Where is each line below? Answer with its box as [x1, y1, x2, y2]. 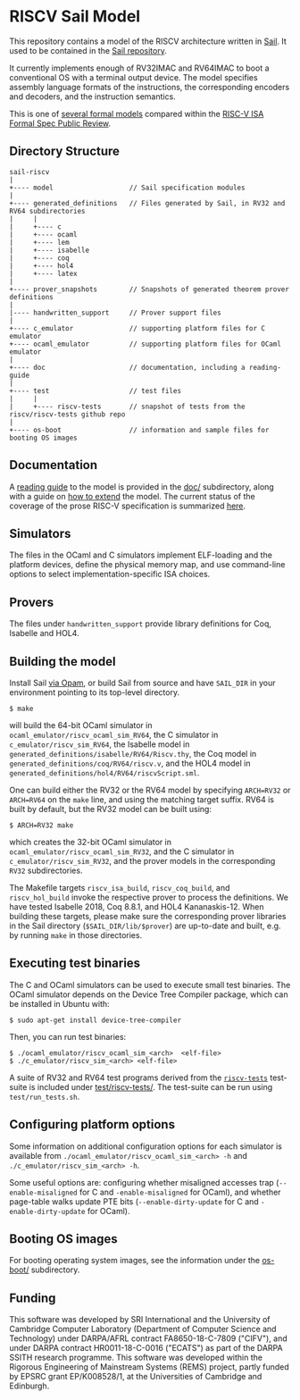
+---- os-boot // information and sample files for [9, 425, 270, 434]
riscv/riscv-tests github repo [9, 409, 126, 419]
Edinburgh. [9, 1380, 50, 1391]
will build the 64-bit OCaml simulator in [9, 720, 153, 730]
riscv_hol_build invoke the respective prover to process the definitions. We [9, 892, 288, 902]
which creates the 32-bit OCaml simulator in [9, 837, 172, 847]
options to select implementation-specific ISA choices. [9, 569, 211, 580]
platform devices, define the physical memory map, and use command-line [9, 559, 286, 570]
